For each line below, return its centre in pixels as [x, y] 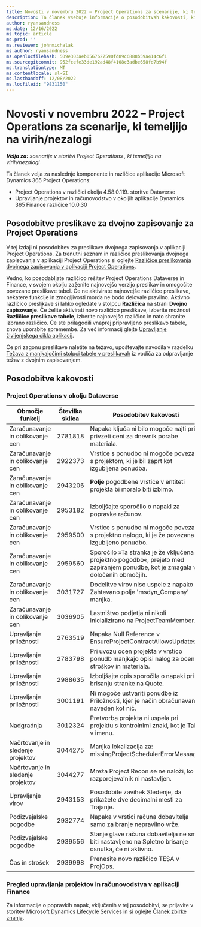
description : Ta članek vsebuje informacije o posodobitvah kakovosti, [97, 17]
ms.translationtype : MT [36, 67]
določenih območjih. [119, 575]
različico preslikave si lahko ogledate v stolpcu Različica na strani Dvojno [97, 303]
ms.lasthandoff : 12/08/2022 [41, 79]
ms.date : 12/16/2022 [32, 28]
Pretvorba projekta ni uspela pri [134, 718]
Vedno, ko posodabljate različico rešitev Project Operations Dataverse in [95, 278]
